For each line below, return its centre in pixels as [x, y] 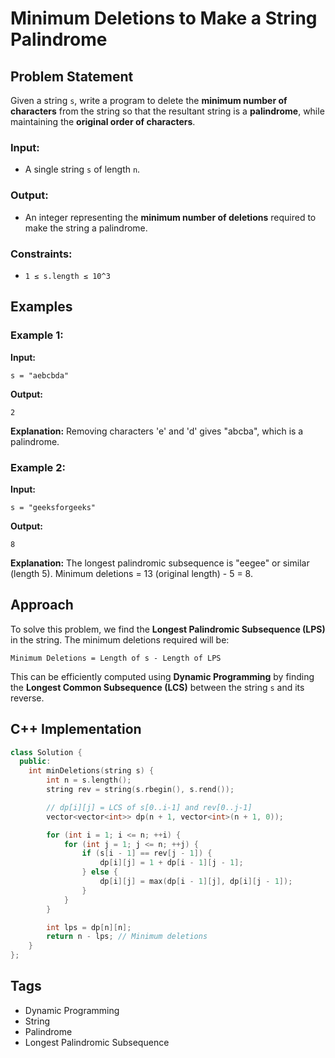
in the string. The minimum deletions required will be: [120, 639]
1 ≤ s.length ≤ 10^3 [67, 276]
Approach [42, 605]
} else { [99, 872]
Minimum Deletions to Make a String [164, 18]
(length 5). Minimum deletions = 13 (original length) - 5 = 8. [131, 573]
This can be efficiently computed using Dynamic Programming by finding [162, 676]
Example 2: [38, 467]
